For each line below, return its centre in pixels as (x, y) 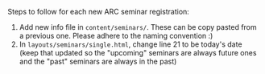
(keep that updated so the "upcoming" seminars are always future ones (138, 53)
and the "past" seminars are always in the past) (98, 61)
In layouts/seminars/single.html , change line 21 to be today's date (130, 44)
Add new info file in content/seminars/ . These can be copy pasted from (138, 27)
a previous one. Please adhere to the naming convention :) (116, 36)
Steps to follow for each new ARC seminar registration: (99, 12)
